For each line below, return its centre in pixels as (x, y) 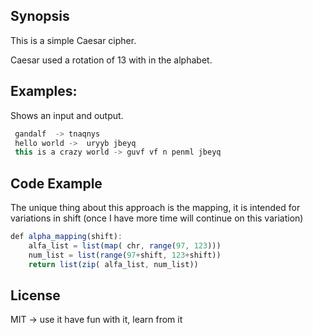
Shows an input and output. (67, 115)
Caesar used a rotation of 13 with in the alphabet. (111, 60)
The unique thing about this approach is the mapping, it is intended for (155, 208)
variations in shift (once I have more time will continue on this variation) (157, 218)
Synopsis (40, 16)
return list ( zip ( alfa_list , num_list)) (113, 264)
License (35, 295)
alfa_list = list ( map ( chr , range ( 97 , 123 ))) (125, 245)
